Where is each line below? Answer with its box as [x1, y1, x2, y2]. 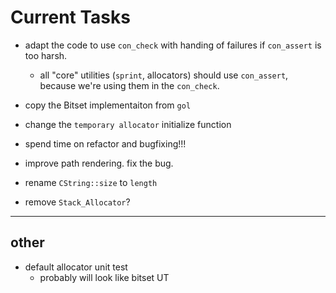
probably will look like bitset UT [39, 271, 170, 283]
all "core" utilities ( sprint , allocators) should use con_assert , [39, 69, 289, 81]
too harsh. [24, 49, 68, 61]
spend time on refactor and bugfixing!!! [24, 137, 187, 150]
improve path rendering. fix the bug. [24, 157, 174, 169]
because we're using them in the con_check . [39, 79, 220, 91]
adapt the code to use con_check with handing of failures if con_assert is [24, 39, 322, 51]
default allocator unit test [24, 261, 128, 273]
